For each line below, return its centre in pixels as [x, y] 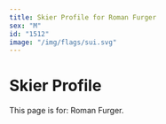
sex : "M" [25, 26]
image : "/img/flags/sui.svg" [63, 42]
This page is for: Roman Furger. [67, 111]
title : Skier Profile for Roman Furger [83, 17]
